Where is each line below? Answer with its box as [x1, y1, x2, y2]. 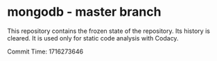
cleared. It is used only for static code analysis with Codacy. [7, 34, 179, 42]
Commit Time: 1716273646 [7, 47, 84, 56]
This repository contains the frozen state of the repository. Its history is [7, 27, 210, 35]
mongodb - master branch [7, 4, 162, 20]
